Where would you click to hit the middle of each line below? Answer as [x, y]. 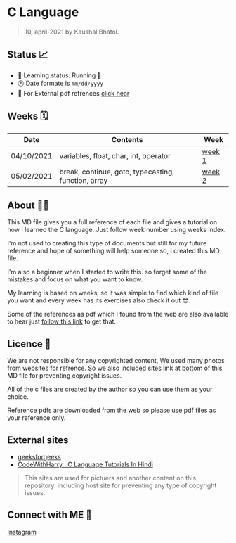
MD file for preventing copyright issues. [65, 376]
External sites [38, 440]
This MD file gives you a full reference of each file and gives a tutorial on [112, 222]
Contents [127, 139]
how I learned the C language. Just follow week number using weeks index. [117, 230]
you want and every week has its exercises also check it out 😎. [99, 300]
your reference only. [37, 418]
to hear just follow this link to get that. [62, 321]
